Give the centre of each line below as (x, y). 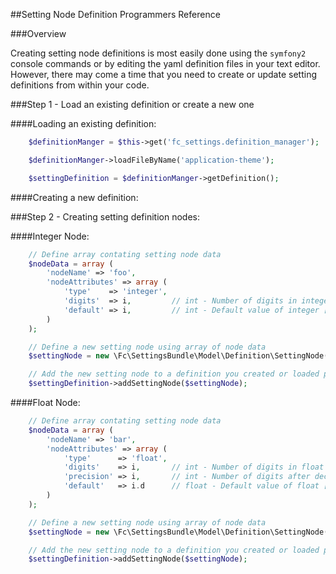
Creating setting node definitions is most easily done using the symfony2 (158, 53)
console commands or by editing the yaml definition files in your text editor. (165, 63)
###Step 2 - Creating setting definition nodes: (105, 216)
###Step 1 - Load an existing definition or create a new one (132, 104)
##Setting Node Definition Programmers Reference (115, 14)
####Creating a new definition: (74, 197)
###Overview (38, 33)
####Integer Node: (50, 236)
